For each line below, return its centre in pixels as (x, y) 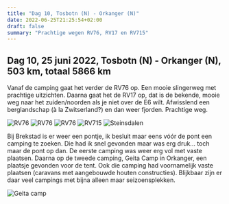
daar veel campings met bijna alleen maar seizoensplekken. (92, 180)
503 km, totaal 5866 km (59, 71)
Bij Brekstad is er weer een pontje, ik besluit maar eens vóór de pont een (110, 136)
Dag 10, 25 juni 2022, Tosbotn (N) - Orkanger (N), (114, 60)
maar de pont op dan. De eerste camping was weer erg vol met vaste (105, 151)
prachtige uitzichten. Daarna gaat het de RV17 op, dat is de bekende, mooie (114, 95)
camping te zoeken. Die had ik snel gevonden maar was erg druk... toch (109, 144)
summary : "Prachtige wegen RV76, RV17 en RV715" (78, 33)
